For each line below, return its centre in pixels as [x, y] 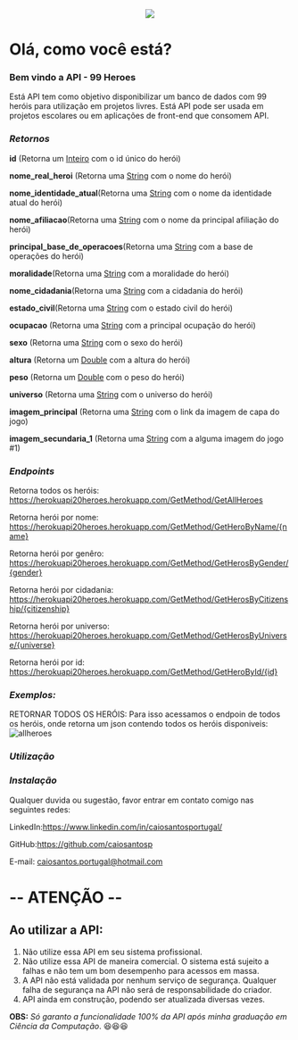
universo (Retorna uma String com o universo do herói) [111, 394]
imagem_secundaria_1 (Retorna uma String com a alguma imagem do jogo [146, 438]
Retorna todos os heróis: [54, 491]
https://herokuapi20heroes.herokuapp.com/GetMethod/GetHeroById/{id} [144, 672]
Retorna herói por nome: [54, 518]
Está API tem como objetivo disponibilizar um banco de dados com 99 [138, 96]
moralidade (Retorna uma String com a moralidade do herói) [120, 273]
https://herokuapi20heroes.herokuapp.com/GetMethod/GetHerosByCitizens [149, 599]
